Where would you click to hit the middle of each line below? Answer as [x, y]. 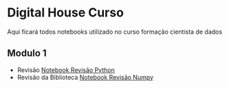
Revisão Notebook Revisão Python [66, 69]
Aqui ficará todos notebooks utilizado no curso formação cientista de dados [115, 32]
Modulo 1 [27, 53]
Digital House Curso [65, 13]
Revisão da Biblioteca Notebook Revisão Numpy [85, 77]
